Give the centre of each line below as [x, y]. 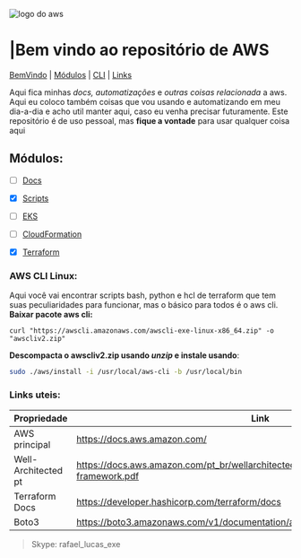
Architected [39, 470]
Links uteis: [35, 395]
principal [32, 444]
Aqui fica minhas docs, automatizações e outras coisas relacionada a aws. [148, 92]
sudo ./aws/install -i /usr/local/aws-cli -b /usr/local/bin [126, 372]
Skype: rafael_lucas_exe [76, 544]
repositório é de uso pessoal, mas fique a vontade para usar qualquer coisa [150, 120]
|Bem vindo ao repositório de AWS [139, 50]
